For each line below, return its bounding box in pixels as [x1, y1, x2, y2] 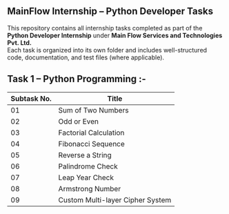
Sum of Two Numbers [58, 105, 129, 115]
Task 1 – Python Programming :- [7, 73, 146, 85]
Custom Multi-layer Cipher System [58, 195, 172, 204]
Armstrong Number [58, 184, 121, 193]
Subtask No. [10, 93, 52, 103]
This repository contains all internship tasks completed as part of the [7, 23, 203, 32]
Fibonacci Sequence [58, 139, 126, 148]
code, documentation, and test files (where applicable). [7, 53, 164, 61]
